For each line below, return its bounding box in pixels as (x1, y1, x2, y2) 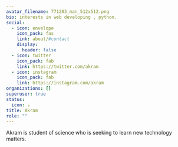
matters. (6, 135, 27, 142)
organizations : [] (6, 86, 51, 92)
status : (6, 96, 25, 102)
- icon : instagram (11, 69, 57, 75)
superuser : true (6, 91, 46, 97)
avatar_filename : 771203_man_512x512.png (6, 8, 110, 15)
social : (6, 19, 25, 25)
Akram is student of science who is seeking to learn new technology (6, 129, 172, 136)
